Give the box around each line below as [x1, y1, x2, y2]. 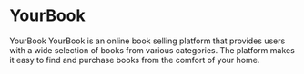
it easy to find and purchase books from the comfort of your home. [9, 54, 260, 65]
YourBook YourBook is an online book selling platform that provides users [9, 35, 286, 46]
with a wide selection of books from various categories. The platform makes [9, 44, 296, 55]
